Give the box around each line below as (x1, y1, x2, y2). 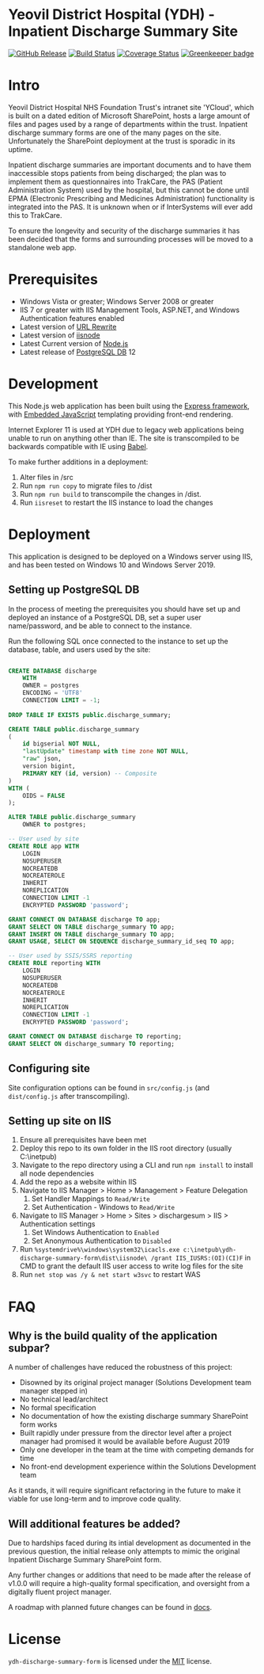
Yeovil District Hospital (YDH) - (8, 6, 215, 24)
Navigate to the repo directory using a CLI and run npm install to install (19, 1161, 254, 1170)
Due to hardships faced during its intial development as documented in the (8, 1539, 251, 1548)
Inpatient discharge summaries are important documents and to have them (8, 160, 251, 170)
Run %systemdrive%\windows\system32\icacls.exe (19, 1245, 180, 1254)
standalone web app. (8, 242, 77, 252)
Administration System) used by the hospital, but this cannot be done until (8, 185, 249, 195)
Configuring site (8, 1062, 91, 1075)
